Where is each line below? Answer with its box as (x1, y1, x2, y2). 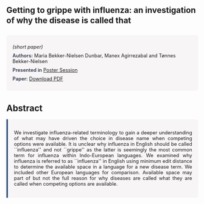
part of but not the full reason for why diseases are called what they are (14, 175, 192, 182)
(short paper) (12, 44, 43, 50)
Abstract (6, 102, 43, 114)
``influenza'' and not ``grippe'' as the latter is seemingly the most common (14, 147, 192, 153)
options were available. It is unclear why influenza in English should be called (14, 141, 192, 148)
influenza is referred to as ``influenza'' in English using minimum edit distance (14, 158, 192, 165)
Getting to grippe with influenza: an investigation (6, 5, 196, 15)
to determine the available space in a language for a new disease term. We (14, 164, 192, 171)
